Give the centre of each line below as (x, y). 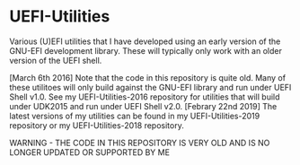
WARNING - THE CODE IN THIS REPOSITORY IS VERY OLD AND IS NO (140, 143)
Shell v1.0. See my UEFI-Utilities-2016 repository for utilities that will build (145, 97)
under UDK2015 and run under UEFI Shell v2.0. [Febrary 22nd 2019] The (143, 106)
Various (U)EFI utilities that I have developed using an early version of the (145, 41)
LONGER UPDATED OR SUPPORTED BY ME (90, 152)
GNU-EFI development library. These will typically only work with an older (146, 50)
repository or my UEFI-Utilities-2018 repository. (97, 125)
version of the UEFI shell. (56, 60)
